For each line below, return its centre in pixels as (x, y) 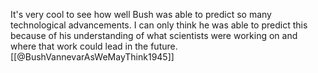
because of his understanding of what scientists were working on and (154, 35)
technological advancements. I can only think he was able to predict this (159, 25)
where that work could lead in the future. (94, 46)
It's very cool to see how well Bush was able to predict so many (141, 14)
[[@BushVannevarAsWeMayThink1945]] (92, 57)
